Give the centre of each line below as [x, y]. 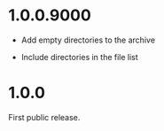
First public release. [44, 117]
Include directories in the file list [79, 57]
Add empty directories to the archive [88, 40]
